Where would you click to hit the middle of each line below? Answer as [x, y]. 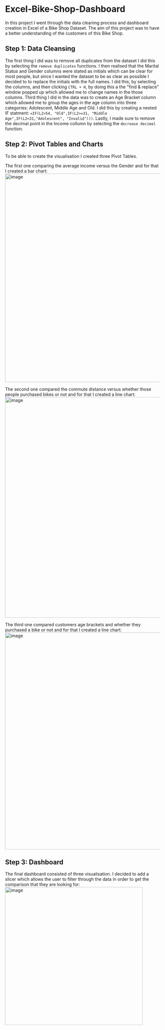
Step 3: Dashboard [34, 862]
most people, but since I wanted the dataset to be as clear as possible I [77, 76]
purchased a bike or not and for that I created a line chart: [63, 630]
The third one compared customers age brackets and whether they [73, 624]
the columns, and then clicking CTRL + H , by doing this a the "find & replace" [82, 87]
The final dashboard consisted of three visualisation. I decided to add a [77, 874]
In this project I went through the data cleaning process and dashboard [77, 23]
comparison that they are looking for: [42, 885]
